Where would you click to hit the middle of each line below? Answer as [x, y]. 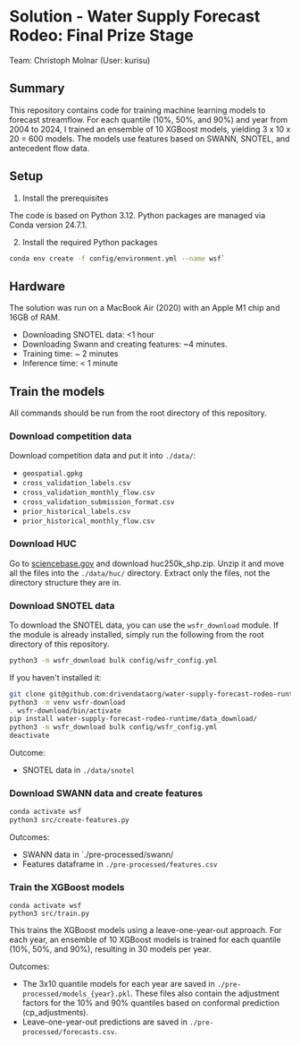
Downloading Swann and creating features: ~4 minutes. [125, 344]
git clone [28, 694]
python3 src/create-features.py [69, 820]
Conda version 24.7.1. [48, 225]
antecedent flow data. [50, 148]
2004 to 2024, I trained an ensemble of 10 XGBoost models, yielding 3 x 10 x [150, 129]
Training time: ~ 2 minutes [70, 354]
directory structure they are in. [66, 582]
